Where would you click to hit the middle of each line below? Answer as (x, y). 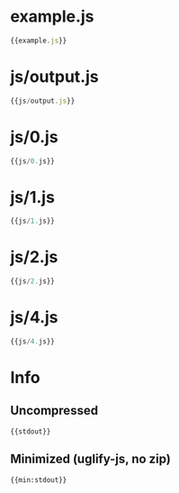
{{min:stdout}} (39, 479)
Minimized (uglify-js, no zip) (91, 459)
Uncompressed (54, 411)
